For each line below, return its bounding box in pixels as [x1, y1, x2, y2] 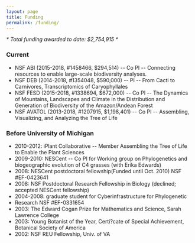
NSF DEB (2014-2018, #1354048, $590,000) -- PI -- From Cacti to [14, 76, 175, 83]
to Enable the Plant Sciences [14, 148, 84, 155]
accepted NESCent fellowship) [14, 186, 90, 193]
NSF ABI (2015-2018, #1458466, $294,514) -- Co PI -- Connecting [14, 64, 176, 71]
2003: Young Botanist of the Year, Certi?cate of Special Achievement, [14, 218, 184, 225]
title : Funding [6, 14, 44, 20]
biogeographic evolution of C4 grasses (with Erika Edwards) [14, 161, 161, 169]
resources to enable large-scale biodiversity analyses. [14, 70, 147, 77]
